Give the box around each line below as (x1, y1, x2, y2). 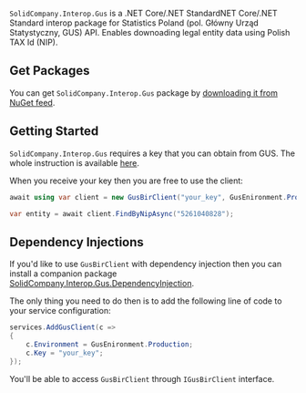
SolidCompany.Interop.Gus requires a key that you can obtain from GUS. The (9, 148, 296, 159)
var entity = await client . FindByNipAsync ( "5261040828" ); (9, 209, 234, 218)
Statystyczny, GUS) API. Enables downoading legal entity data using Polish (9, 27, 291, 37)
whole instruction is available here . (9, 157, 139, 168)
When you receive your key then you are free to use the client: (9, 175, 243, 186)
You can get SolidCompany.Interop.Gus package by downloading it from (9, 87, 278, 98)
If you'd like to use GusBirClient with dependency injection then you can (9, 259, 282, 270)
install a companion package (9, 268, 117, 279)
